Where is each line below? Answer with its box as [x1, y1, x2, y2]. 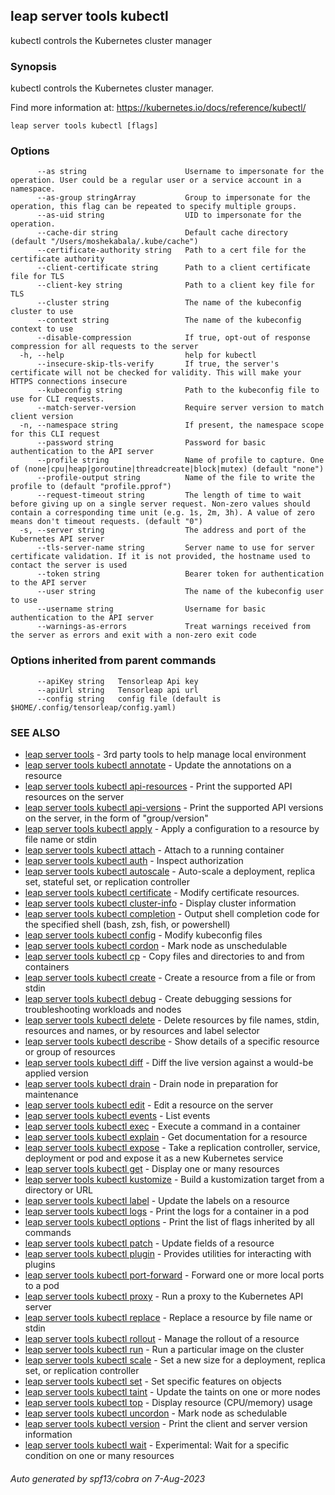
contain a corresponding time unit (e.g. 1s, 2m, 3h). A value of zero [10, 508, 315, 518]
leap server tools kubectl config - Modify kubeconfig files [24, 929, 263, 941]
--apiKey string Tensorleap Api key [36, 676, 199, 686]
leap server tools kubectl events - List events [24, 1110, 211, 1121]
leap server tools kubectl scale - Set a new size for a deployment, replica [24, 1354, 326, 1366]
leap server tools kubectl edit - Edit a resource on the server [24, 1099, 274, 1111]
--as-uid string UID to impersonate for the [36, 210, 302, 221]
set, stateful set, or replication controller [24, 876, 190, 888]
